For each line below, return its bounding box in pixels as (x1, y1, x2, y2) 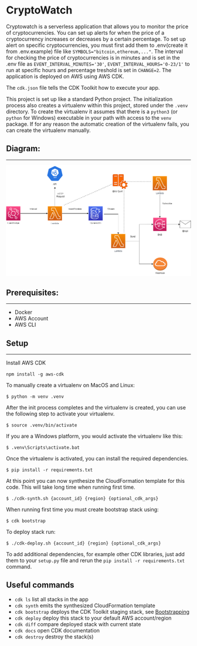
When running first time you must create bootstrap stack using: (6, 506, 159, 513)
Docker (14, 309, 33, 316)
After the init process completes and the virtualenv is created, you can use (6, 404, 186, 411)
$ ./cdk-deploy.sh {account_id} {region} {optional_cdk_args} (6, 540, 161, 546)
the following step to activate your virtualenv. (6, 410, 115, 417)
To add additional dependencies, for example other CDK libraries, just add (6, 550, 185, 557)
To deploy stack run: (6, 528, 56, 535)
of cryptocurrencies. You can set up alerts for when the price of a (6, 29, 165, 36)
